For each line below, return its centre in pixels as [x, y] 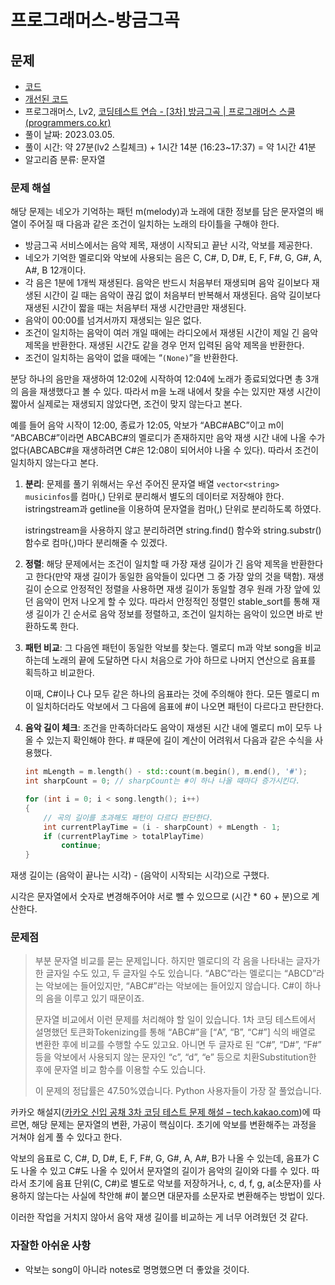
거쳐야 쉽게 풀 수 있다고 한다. [66, 1137]
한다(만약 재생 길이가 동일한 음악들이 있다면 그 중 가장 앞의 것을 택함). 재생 [180, 577]
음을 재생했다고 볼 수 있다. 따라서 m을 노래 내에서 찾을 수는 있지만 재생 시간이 [171, 392]
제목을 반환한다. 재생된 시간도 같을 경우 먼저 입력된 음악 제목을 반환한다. [164, 345]
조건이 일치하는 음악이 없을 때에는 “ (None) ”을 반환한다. [131, 358]
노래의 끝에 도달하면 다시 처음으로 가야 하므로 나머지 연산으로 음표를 [184, 660]
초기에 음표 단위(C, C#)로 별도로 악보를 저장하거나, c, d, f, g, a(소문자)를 [170, 1183]
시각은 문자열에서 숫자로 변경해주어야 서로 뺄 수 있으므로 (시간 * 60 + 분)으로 [160, 897]
